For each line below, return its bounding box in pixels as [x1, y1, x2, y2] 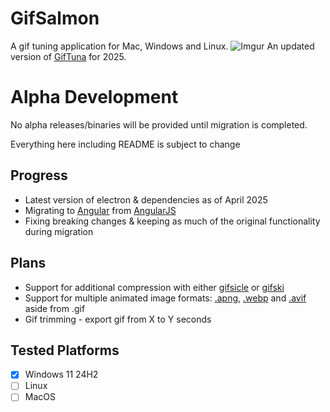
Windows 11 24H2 [24, 368, 99, 381]
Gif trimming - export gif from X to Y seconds [24, 313, 212, 325]
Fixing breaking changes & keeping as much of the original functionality [24, 215, 321, 227]
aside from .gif [24, 302, 86, 314]
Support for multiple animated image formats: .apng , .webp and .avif [24, 292, 307, 304]
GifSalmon [10, 7, 100, 30]
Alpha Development [10, 86, 179, 109]
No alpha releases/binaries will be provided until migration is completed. [10, 118, 308, 131]
